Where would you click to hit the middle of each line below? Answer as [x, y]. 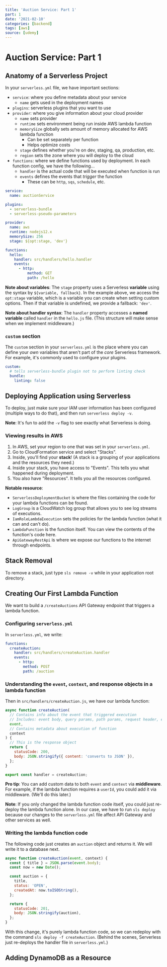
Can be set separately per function [63, 139]
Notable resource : [24, 488]
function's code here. [34, 534]
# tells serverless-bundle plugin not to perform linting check [78, 371]
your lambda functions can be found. [50, 503]
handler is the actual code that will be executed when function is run [90, 171]
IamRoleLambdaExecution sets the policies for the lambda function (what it [87, 519]
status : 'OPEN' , [31, 886]
